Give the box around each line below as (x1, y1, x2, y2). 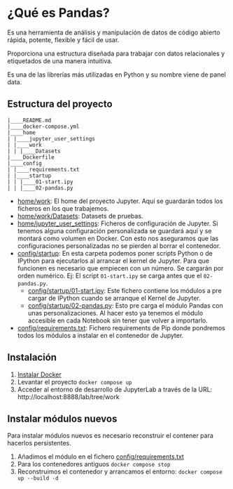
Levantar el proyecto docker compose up (17, 377, 132, 386)
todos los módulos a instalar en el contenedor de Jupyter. (17, 331, 184, 339)
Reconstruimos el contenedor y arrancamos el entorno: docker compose (17, 467, 223, 476)
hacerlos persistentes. (7, 439, 71, 448)
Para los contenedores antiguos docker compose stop (17, 460, 171, 469)
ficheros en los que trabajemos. (17, 204, 109, 212)
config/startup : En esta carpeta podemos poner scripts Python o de (17, 249, 213, 257)
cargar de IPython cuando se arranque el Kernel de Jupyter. (27, 294, 201, 302)
